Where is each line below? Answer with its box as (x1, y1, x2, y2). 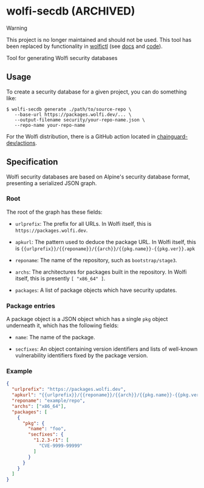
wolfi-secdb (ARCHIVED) (6, 4, 135, 18)
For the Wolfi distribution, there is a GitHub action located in (6, 132, 156, 140)
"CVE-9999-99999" (38, 443, 83, 449)
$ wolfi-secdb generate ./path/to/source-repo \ (6, 106, 132, 112)
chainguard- (157, 132, 188, 140)
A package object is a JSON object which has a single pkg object (6, 316, 168, 323)
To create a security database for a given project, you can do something (6, 88, 187, 95)
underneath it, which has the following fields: (6, 322, 119, 329)
